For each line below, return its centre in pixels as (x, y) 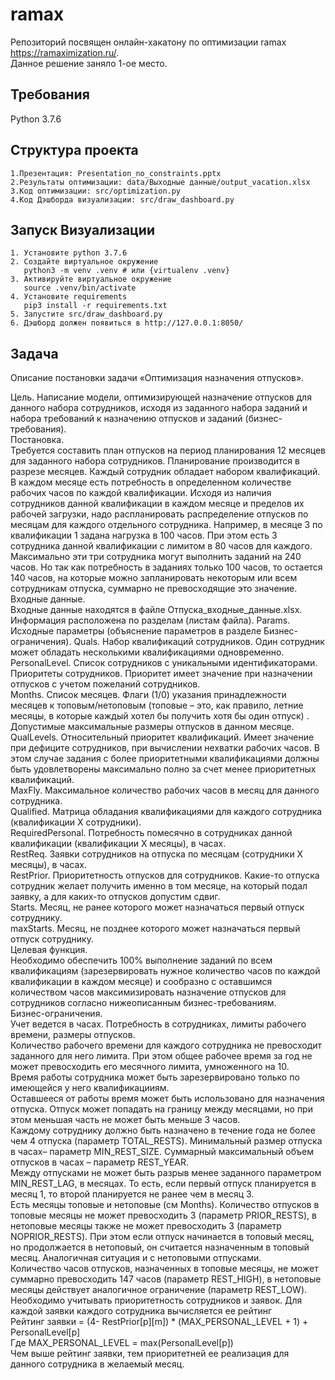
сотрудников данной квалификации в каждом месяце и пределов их (157, 504)
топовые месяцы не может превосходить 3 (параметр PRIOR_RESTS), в (163, 1215)
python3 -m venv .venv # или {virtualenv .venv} (126, 271)
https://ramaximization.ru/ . (65, 52)
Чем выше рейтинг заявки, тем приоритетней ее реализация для (150, 1354)
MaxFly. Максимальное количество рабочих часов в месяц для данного (165, 790)
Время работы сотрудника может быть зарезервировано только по (155, 1077)
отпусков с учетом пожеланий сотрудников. (105, 684)
